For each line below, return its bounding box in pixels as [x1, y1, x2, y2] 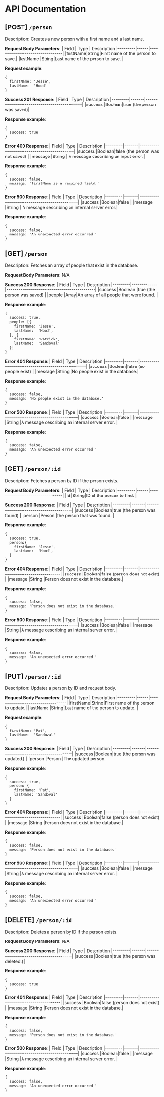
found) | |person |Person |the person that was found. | [5, 512, 115, 518]
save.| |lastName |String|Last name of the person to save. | [5, 56, 124, 62]
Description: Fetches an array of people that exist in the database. [5, 262, 139, 268]
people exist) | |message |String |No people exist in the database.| [5, 368, 139, 374]
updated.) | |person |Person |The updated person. [5, 756, 106, 762]
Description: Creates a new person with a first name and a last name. [5, 36, 144, 42]
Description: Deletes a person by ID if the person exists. [5, 929, 117, 935]
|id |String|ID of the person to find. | [65, 492, 137, 498]
